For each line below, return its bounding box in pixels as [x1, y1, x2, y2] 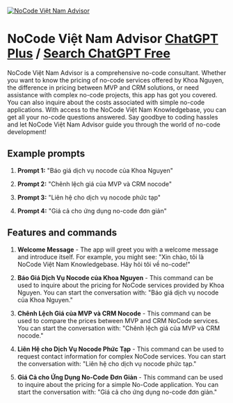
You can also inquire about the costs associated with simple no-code [7, 98, 205, 106]
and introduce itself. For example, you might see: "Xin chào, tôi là [17, 252, 204, 261]
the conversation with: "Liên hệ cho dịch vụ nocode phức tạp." [17, 359, 197, 368]
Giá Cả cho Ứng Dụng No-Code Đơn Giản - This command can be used [17, 372, 223, 381]
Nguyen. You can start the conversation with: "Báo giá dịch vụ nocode [17, 288, 219, 297]
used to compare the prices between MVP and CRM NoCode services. [17, 316, 220, 324]
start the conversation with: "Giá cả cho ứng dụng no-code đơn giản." [17, 388, 218, 396]
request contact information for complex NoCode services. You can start [17, 352, 226, 361]
